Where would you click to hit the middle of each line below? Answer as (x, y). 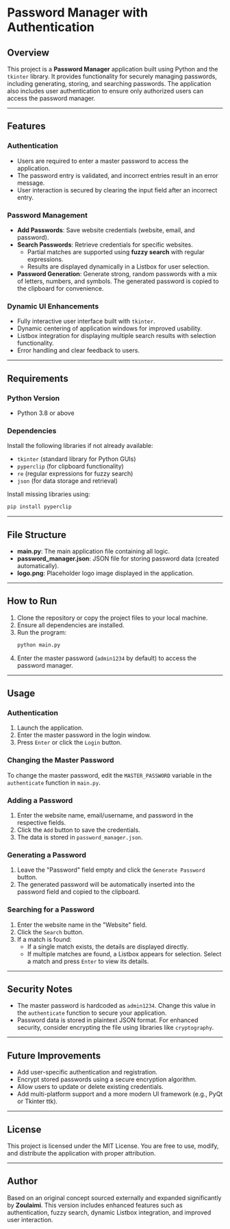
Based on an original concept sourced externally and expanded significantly (114, 1197)
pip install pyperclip (39, 507)
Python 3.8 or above (46, 413)
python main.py (39, 645)
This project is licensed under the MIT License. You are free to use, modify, (113, 1146)
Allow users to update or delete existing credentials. (90, 1087)
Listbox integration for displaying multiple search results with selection (116, 336)
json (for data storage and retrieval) (67, 481)
